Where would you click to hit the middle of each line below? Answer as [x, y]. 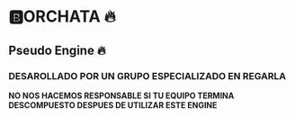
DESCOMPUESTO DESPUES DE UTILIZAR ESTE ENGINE [113, 104]
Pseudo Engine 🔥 [57, 50]
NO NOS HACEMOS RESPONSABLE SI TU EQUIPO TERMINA [121, 95]
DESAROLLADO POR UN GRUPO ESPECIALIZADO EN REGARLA [147, 76]
